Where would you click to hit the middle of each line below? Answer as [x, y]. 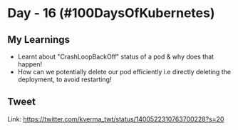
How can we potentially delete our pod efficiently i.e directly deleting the [124, 72]
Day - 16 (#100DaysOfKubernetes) [111, 13]
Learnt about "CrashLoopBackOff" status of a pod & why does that [116, 56]
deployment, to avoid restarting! [64, 79]
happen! [30, 64]
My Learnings [38, 40]
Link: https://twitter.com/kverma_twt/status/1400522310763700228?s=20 [116, 119]
